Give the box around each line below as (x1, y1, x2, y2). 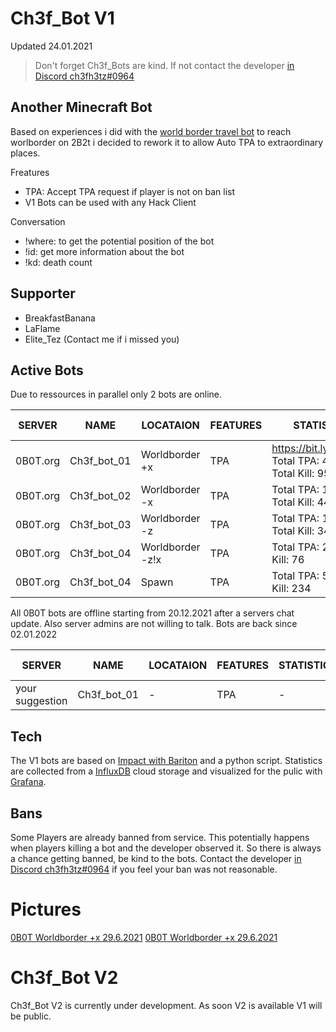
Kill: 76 (271, 553, 305, 567)
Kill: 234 (271, 582, 312, 596)
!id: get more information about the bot (24, 245, 185, 257)
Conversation (10, 215, 66, 227)
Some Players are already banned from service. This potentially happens (10, 832, 310, 843)
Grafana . (10, 776, 47, 788)
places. (10, 147, 41, 159)
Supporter (10, 285, 76, 302)
